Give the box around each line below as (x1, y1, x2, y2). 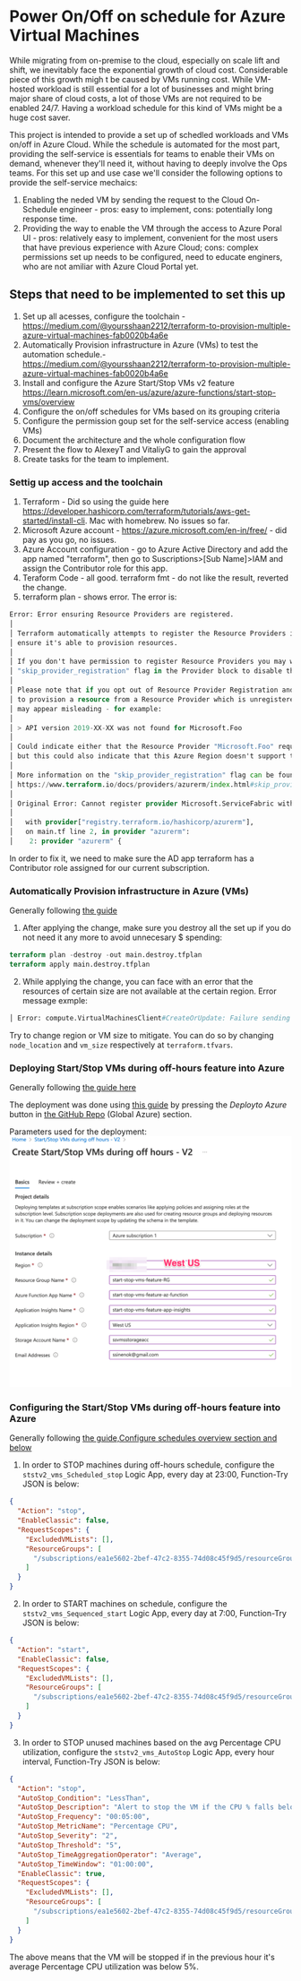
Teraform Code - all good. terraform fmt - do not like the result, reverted (21, 573, 289, 583)
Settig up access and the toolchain (9, 476, 163, 488)
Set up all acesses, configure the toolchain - (21, 311, 186, 322)
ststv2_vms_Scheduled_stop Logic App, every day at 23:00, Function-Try (21, 1469, 288, 1480)
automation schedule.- (21, 349, 107, 359)
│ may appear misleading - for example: (9, 704, 163, 713)
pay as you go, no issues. (21, 535, 116, 546)
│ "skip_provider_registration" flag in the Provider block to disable (9, 667, 282, 676)
